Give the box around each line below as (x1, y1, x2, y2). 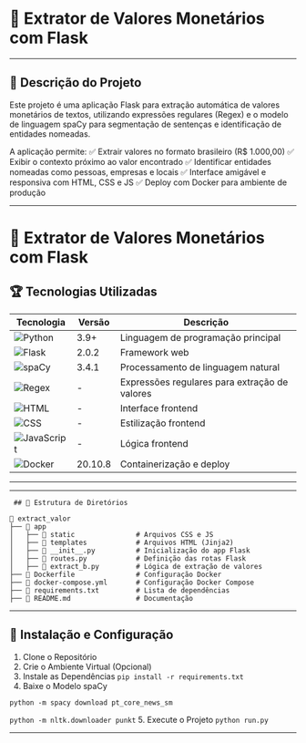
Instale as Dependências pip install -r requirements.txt (22, 670, 244, 682)
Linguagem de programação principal (119, 331, 281, 344)
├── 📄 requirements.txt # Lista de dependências (9, 585, 230, 595)
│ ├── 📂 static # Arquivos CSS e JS (9, 530, 214, 539)
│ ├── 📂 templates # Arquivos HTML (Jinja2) (9, 538, 234, 547)
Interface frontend (119, 401, 199, 414)
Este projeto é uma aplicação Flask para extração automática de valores (9, 99, 280, 110)
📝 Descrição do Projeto (9, 75, 142, 90)
